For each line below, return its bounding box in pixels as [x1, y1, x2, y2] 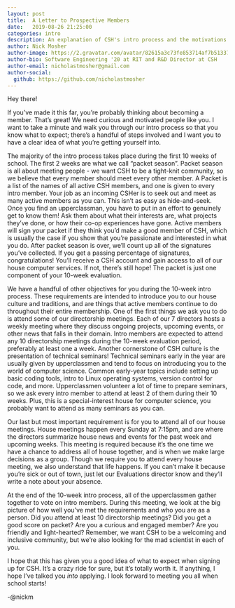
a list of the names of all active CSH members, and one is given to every [7, 182, 215, 190]
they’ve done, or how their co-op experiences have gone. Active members [7, 219, 222, 227]
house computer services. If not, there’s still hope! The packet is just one [7, 264, 217, 272]
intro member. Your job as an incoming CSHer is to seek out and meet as [7, 189, 217, 197]
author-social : [7, 69, 52, 76]
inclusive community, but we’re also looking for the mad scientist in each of [7, 536, 225, 544]
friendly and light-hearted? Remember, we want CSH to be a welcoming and [7, 528, 227, 537]
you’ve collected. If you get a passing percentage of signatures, [7, 249, 192, 257]
